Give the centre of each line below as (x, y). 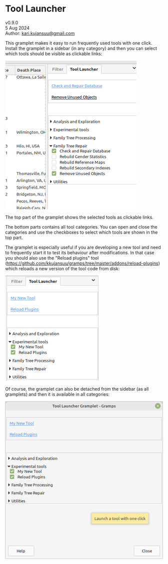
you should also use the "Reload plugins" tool (52, 258)
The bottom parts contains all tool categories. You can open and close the (81, 227)
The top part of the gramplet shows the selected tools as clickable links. (79, 217)
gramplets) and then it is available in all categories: (57, 394)
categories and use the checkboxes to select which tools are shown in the (81, 232)
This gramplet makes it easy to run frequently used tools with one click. (79, 43)
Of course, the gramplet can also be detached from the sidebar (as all (77, 389)
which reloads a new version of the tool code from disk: (62, 268)
